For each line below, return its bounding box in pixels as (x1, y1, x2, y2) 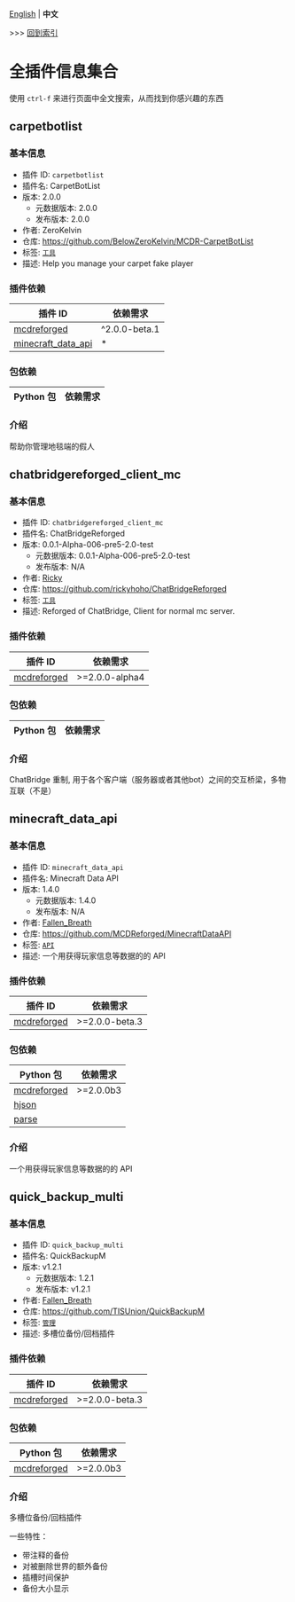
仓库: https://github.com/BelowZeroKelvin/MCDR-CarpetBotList (21, 235, 254, 247)
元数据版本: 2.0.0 (35, 202, 97, 213)
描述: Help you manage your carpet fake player (21, 257, 194, 269)
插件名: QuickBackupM (21, 1251, 106, 1261)
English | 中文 (9, 9, 59, 19)
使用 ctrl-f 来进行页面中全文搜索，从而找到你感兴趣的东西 (9, 92, 224, 103)
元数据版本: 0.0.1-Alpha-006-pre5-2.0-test (35, 550, 190, 561)
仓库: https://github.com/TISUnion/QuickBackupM (21, 1306, 206, 1316)
